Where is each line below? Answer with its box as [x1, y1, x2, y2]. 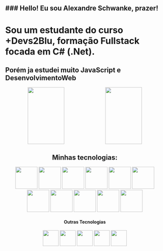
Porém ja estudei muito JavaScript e [5, 66, 121, 74]
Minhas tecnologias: [52, 153, 118, 162]
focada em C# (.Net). [5, 45, 95, 57]
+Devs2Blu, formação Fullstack [5, 35, 140, 46]
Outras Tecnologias [64, 219, 106, 225]
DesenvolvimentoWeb [5, 73, 77, 82]
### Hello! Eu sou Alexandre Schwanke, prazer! [5, 4, 158, 13]
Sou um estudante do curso [5, 24, 124, 36]
